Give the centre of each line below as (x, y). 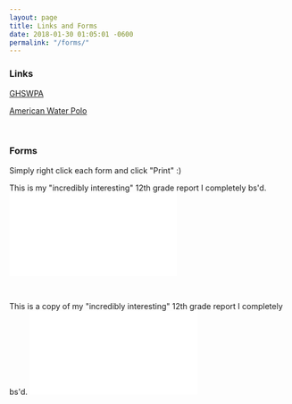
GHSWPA (27, 93)
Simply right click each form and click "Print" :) (96, 170)
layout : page (33, 17)
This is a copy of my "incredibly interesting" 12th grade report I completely (146, 306)
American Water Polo (48, 110)
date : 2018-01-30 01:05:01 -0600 (71, 34)
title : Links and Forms (54, 26)
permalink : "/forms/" (50, 42)
